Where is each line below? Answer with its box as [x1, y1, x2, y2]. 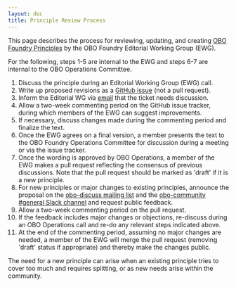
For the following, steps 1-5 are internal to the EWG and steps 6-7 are [8, 57, 209, 65]
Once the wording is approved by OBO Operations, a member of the [18, 153, 215, 162]
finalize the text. [18, 123, 65, 132]
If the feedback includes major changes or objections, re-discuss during [18, 212, 228, 222]
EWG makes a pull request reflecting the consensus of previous [18, 160, 203, 169]
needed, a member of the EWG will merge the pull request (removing [18, 235, 218, 243]
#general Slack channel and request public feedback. [18, 198, 173, 206]
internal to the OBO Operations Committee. [8, 65, 132, 73]
